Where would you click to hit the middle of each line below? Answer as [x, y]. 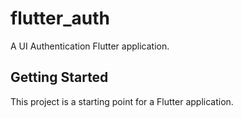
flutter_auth [60, 18]
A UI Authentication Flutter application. [90, 46]
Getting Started [59, 77]
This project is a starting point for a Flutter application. [122, 101]
